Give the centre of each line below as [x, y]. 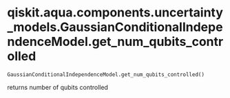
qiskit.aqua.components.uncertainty [115, 13]
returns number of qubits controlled [58, 87]
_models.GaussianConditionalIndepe [115, 27]
